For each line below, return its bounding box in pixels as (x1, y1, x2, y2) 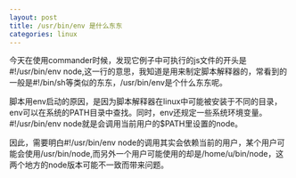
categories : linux (9, 29, 78, 38)
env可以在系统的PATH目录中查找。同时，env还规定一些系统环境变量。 (9, 108, 267, 118)
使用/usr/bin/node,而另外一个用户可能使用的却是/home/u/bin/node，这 (24, 149, 284, 159)
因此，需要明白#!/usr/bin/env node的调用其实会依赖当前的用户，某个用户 (9, 137, 278, 148)
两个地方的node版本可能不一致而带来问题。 (9, 159, 169, 170)
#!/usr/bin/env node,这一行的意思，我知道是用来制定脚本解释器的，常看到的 (9, 66, 288, 77)
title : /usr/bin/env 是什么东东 (9, 21, 123, 30)
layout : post (9, 12, 58, 22)
